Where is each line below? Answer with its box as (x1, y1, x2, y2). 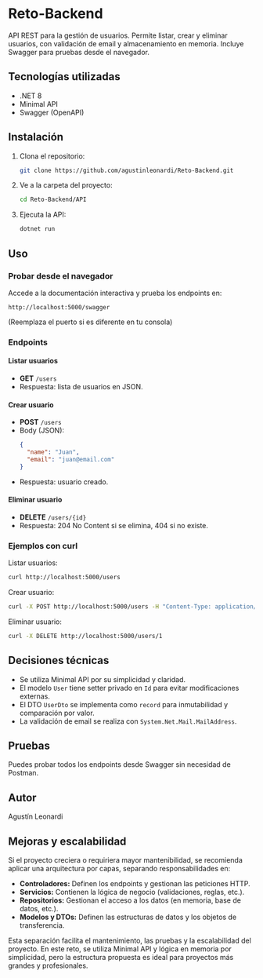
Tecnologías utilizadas (8, 70, 121, 83)
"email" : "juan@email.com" (27, 455, 115, 463)
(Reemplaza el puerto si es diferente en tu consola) (8, 317, 173, 327)
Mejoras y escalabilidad (8, 834, 127, 848)
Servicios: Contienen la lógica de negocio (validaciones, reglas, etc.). (19, 888, 245, 897)
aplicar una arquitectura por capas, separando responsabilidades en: (8, 864, 231, 874)
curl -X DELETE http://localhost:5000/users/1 (8, 632, 163, 640)
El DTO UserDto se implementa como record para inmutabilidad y (19, 699, 229, 709)
